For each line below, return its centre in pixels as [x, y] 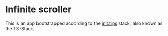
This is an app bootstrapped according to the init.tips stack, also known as [84, 23]
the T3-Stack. [20, 28]
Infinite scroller [39, 9]
